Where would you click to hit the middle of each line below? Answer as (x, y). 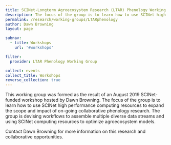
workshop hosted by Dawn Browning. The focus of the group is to (91, 100)
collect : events (23, 71)
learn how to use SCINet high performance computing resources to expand (85, 105)
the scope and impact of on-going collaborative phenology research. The (83, 111)
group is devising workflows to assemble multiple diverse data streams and (85, 116)
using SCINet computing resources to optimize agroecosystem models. (81, 122)
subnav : (14, 38)
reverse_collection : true (33, 80)
